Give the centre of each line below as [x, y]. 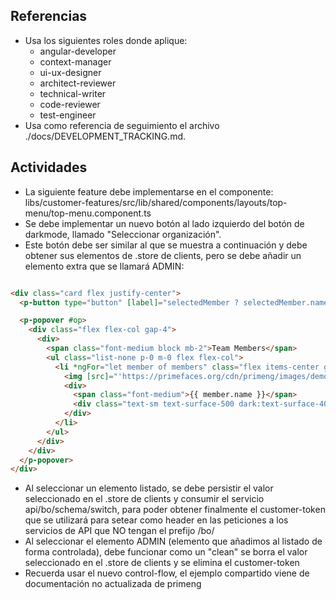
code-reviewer [70, 104]
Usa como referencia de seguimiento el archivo [122, 125]
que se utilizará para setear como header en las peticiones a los [156, 520]
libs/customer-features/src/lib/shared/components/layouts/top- [156, 202]
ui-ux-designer [70, 72]
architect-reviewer [78, 83]
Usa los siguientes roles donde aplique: [106, 40]
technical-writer [73, 93]
